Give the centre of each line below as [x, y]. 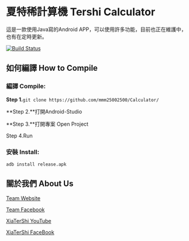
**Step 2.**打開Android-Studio [44, 111]
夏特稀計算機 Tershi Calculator [81, 12]
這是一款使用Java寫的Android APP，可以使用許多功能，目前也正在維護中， [96, 29]
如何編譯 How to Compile [52, 68]
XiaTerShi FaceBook [30, 232]
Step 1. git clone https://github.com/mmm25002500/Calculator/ [83, 99]
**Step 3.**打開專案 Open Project [47, 124]
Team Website [23, 198]
